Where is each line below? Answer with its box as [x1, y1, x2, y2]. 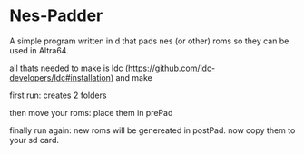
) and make [110, 72, 152, 82]
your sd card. [9, 134, 60, 145]
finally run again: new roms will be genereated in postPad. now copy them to [9, 124, 296, 136]
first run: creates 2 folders [9, 90, 107, 101]
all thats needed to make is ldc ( [9, 63, 129, 73]
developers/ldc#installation [9, 72, 112, 82]
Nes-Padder [9, 5, 103, 26]
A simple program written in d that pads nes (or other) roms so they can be [9, 35, 289, 46]
